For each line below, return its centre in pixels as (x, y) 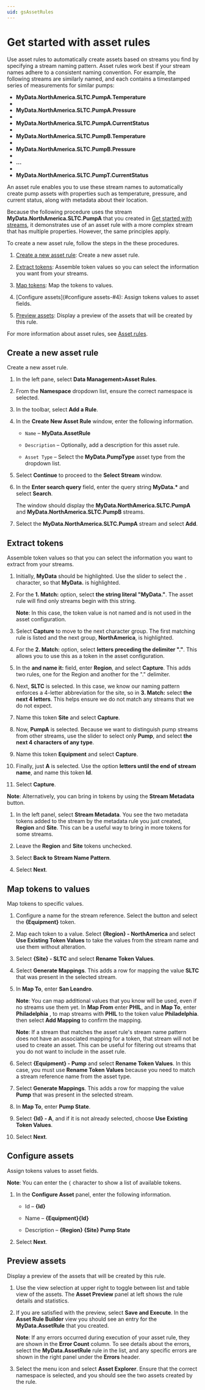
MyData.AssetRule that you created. (62, 1325)
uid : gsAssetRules (30, 12)
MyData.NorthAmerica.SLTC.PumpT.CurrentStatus (82, 175)
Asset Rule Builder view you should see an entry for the (86, 1319)
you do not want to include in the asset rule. (71, 1052)
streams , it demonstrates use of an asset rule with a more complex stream (100, 224)
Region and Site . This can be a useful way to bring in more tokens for (103, 828)
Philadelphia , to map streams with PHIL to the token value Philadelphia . (107, 1014)
